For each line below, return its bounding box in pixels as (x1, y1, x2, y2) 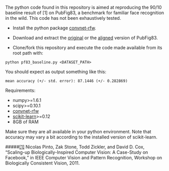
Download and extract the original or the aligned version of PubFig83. (12, 35, 158, 41)
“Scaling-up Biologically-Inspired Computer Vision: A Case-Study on (5, 149, 148, 155)
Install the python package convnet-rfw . (12, 25, 96, 31)
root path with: (12, 50, 44, 56)
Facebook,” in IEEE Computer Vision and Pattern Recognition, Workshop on (5, 155, 162, 160)
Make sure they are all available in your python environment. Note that (5, 129, 152, 134)
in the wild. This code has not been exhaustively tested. (5, 15, 121, 21)
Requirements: (5, 87, 35, 93)
